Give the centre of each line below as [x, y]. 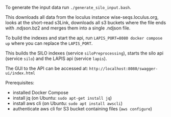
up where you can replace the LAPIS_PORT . [49, 43]
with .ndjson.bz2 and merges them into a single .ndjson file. [68, 28]
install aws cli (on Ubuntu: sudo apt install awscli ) [68, 103]
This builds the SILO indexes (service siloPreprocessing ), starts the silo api [84, 53]
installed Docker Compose [41, 93]
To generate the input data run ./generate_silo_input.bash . [68, 7]
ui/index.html [20, 73]
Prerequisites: [20, 83]
